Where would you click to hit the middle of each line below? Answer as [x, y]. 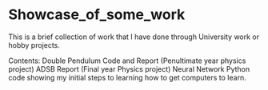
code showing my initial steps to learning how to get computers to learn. [127, 77]
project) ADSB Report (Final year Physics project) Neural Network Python [129, 68]
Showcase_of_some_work [97, 15]
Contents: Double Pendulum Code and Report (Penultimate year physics [127, 61]
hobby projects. [34, 45]
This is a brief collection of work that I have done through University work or [134, 37]
